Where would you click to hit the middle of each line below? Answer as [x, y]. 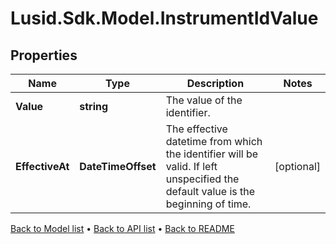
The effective [196, 129]
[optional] [297, 166]
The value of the [204, 100]
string [94, 106]
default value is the [210, 191]
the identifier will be [212, 154]
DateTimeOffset [118, 166]
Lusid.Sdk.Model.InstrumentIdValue [164, 18]
